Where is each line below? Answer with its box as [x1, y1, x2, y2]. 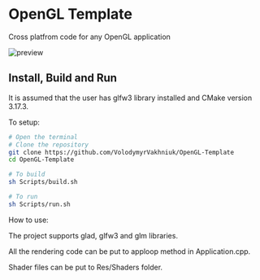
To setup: [8, 117, 41, 127]
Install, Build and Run [8, 71, 118, 85]
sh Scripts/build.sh [8, 178, 79, 186]
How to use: [8, 215, 49, 225]
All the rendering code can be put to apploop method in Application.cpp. [8, 246, 251, 256]
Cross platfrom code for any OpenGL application [8, 32, 171, 42]
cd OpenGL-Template [8, 155, 75, 164]
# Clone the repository [8, 140, 89, 149]
